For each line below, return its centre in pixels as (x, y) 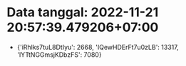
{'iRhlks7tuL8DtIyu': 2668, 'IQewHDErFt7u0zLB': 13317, (98, 47)
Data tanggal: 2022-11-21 (83, 12)
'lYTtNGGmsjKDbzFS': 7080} (59, 55)
